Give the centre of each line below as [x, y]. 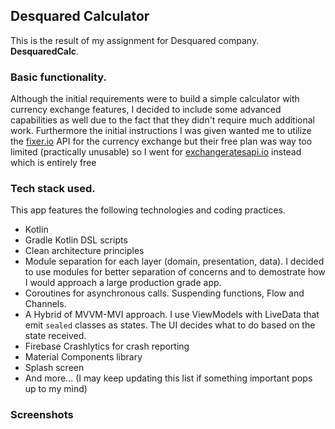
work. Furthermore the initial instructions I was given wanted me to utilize [161, 131]
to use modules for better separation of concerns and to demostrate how [175, 272]
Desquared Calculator [80, 16]
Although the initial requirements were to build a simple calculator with [155, 99]
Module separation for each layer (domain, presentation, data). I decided [174, 261]
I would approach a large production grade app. [123, 283]
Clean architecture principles [84, 251]
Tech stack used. [53, 189]
